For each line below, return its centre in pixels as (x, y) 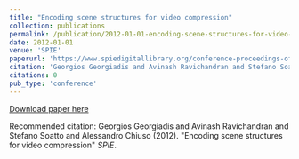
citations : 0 (33, 76)
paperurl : (28, 59)
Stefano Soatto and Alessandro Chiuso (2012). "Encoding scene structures (146, 135)
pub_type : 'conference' (53, 83)
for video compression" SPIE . (63, 145)
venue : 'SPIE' (36, 51)
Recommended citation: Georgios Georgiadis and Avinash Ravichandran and (149, 126)
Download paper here (49, 108)
